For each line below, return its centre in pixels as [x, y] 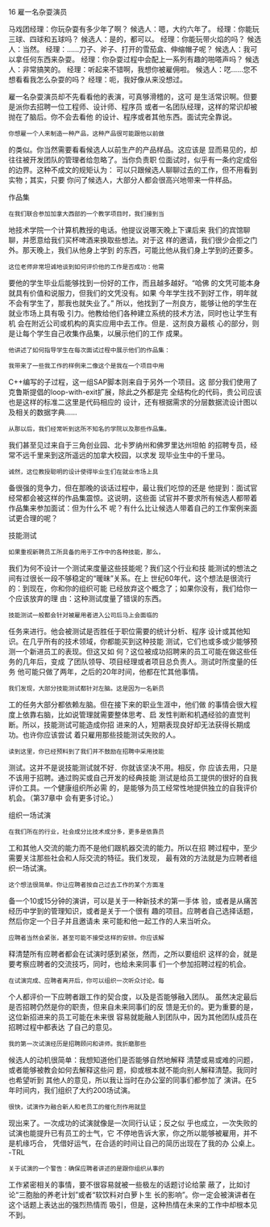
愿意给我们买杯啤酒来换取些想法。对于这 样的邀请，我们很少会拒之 [140, 240]
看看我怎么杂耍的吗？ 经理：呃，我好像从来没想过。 [101, 80]
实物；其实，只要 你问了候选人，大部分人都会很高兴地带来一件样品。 [122, 180]
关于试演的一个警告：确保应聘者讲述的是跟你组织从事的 [87, 1169]
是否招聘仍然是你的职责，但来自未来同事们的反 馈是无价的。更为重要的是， [133, 1007]
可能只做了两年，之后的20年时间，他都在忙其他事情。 [113, 672]
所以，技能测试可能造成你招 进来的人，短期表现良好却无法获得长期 [133, 725]
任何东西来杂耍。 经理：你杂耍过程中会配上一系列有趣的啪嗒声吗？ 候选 [141, 59]
